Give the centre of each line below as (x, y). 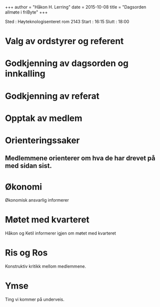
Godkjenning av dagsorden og (67, 63)
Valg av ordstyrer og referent (65, 41)
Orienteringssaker (43, 140)
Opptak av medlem (44, 118)
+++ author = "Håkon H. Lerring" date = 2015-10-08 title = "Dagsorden (76, 7)
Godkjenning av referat (52, 96)
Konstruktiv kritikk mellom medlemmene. (45, 266)
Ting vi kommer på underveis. (35, 299)
